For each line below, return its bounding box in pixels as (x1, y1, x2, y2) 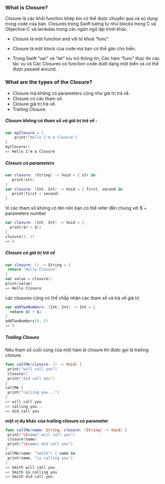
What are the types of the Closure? (5, 78, 93, 86)
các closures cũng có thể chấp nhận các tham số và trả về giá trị (5, 295, 140, 301)
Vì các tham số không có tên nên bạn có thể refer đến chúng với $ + (5, 205, 147, 211)
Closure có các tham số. (12, 95, 63, 102)
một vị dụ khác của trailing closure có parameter (5, 418, 109, 424)
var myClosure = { (5, 130, 44, 135)
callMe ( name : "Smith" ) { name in (5, 451, 75, 456)
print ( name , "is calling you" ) (7, 455, 73, 460)
